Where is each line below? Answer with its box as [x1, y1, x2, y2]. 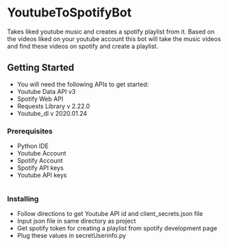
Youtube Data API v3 [16, 87, 76, 95]
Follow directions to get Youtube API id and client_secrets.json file [16, 210, 203, 218]
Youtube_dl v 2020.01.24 [16, 109, 88, 117]
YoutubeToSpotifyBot [7, 5, 132, 21]
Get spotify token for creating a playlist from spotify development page [16, 224, 218, 232]
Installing [7, 194, 39, 204]
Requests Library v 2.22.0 [16, 101, 90, 110]
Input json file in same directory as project [16, 217, 136, 225]
